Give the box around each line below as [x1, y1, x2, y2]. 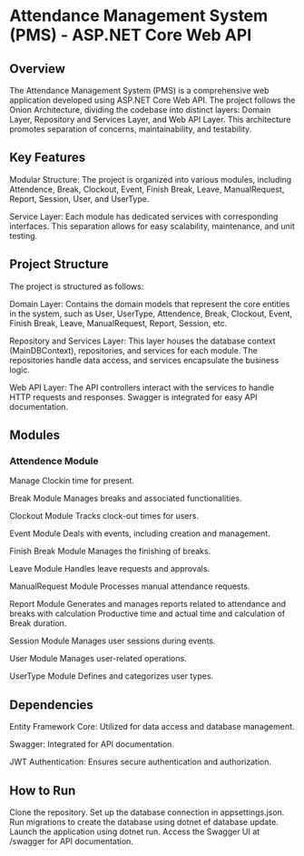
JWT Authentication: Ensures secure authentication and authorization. [9, 756, 272, 768]
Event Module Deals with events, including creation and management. [9, 528, 270, 539]
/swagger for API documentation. [9, 835, 134, 846]
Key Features [9, 150, 86, 165]
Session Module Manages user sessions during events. [9, 635, 216, 646]
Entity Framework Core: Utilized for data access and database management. [9, 722, 295, 732]
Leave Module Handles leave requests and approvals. [9, 563, 211, 574]
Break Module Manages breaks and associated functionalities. [9, 493, 242, 504]
